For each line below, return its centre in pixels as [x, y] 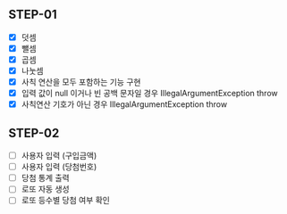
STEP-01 [33, 15]
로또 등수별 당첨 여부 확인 [66, 201]
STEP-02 [34, 133]
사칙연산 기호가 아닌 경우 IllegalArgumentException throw [124, 104]
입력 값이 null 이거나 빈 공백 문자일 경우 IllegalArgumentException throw [149, 94]
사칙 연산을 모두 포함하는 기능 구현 [81, 82]
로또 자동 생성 [45, 189]
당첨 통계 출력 [45, 178]
